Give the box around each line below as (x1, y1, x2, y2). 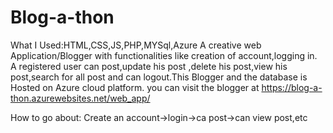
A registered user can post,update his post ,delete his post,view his (10, 60, 288, 72)
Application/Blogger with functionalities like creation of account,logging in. (10, 49, 318, 61)
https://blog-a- (261, 81, 323, 93)
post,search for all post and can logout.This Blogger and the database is (10, 71, 308, 83)
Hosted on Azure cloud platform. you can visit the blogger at (10, 81, 260, 93)
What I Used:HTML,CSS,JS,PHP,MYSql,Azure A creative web (10, 39, 262, 51)
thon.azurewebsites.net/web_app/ (10, 92, 151, 104)
